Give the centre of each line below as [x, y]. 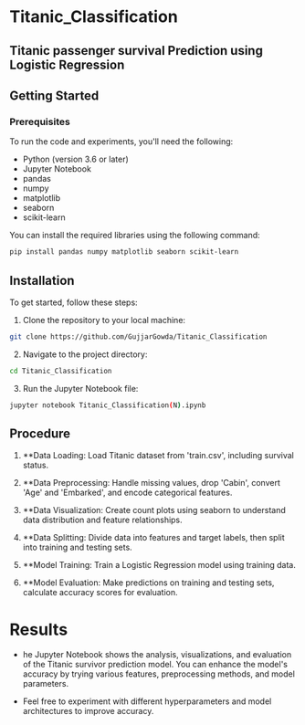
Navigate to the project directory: [85, 354]
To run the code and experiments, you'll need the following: [121, 142]
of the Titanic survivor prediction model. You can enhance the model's [155, 665]
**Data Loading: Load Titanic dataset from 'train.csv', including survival [158, 456]
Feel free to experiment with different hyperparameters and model [147, 701]
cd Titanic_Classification [61, 371]
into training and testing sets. [77, 547]
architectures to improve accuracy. [88, 711]
